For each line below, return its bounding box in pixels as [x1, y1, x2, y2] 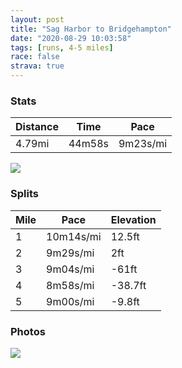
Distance [15, 120, 59, 134]
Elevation [110, 212, 157, 226]
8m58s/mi [46, 278, 95, 292]
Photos [10, 324, 46, 338]
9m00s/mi [46, 294, 95, 308]
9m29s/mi [46, 246, 95, 260]
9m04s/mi [46, 262, 95, 276]
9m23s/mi [118, 137, 168, 151]
